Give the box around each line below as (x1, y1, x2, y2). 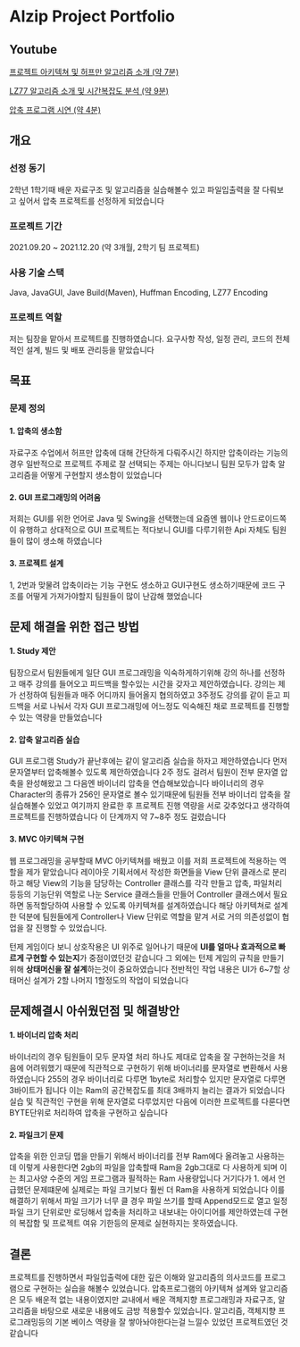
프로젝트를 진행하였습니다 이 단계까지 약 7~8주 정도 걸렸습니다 (9, 811, 227, 823)
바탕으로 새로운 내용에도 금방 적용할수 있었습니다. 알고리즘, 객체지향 (39, 1306, 277, 1317)
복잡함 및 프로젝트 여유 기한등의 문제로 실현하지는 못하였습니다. (18, 1217, 238, 1229)
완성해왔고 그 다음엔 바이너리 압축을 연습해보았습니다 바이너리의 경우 (25, 778, 265, 789)
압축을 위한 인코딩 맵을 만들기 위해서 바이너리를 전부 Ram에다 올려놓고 (9, 1150, 254, 1162)
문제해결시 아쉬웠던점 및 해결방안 (9, 1003, 180, 1018)
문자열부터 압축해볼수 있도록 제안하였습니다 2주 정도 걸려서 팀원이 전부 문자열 (9, 766, 279, 778)
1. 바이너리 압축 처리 (9, 1030, 79, 1041)
